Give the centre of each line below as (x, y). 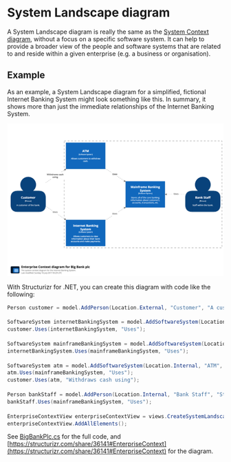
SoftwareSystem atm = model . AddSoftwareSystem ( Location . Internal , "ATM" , (115, 366)
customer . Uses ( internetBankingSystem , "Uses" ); (77, 329)
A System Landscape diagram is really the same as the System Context (108, 32)
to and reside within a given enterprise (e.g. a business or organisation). (109, 54)
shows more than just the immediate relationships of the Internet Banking (111, 106)
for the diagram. (191, 451)
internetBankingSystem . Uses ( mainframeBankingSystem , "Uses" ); (98, 351)
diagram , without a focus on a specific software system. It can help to (106, 38)
